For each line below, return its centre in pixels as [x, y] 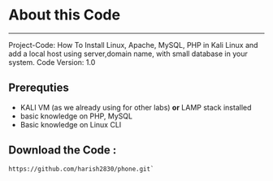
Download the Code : [63, 151]
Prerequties [39, 88]
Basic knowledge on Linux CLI [71, 124]
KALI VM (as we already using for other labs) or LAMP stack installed [136, 107]
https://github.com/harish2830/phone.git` [81, 169]
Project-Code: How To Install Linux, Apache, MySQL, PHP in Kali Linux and [133, 45]
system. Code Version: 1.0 [52, 62]
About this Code [64, 15]
